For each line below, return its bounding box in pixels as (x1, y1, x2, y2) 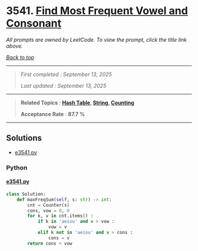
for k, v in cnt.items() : (27, 213, 94, 219)
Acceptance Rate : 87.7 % (20, 110, 85, 117)
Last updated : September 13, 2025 (20, 82, 107, 89)
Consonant (6, 16, 62, 30)
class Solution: (6, 191, 46, 197)
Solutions (6, 133, 42, 143)
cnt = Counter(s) (27, 202, 70, 208)
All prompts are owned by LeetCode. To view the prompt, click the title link (6, 36, 187, 43)
